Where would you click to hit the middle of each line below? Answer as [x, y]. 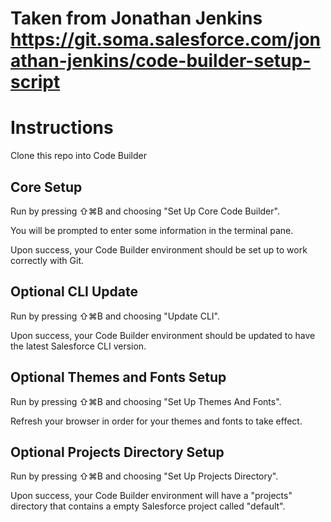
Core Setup [46, 187]
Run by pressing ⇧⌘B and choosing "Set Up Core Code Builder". [145, 211]
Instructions [62, 128]
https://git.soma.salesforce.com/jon [166, 39]
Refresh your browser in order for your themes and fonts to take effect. [156, 421]
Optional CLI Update [74, 292]
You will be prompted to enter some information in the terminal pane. [152, 230]
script [35, 82]
